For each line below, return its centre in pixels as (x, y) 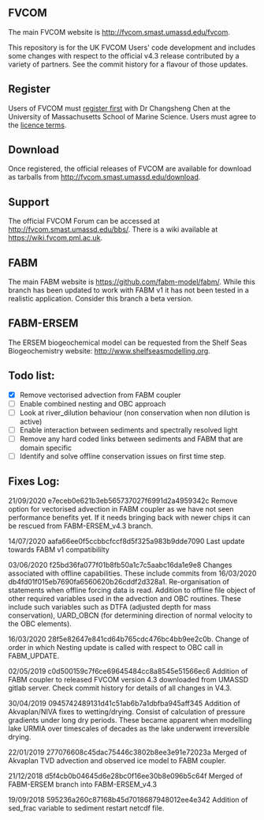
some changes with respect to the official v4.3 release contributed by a (124, 55)
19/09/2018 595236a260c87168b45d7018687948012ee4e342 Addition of (128, 799)
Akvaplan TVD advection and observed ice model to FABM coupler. (117, 760)
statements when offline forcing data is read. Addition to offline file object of (132, 590)
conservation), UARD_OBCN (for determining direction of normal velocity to (130, 615)
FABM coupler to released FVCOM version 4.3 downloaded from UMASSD (128, 679)
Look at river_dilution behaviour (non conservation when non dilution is (135, 412)
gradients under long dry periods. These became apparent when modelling (130, 720)
